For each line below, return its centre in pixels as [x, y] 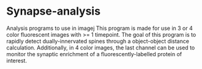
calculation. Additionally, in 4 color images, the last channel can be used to [101, 48]
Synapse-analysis [54, 11]
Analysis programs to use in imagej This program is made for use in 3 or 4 [99, 28]
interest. [17, 60]
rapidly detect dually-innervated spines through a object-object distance [98, 41]
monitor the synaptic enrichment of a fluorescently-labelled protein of [94, 54]
